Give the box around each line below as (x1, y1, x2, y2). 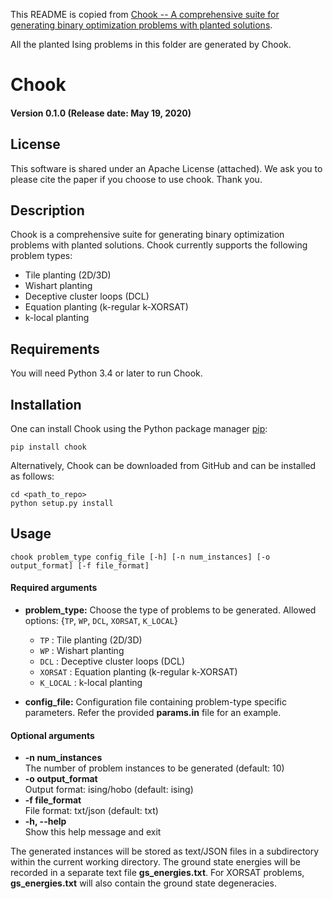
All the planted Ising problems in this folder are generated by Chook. (10, 39, 292, 50)
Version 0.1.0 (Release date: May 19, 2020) (10, 107, 192, 119)
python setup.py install (10, 499, 114, 509)
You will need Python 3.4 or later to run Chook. (10, 367, 203, 379)
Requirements (10, 340, 100, 358)
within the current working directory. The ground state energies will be (10, 856, 302, 868)
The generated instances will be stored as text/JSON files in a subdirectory (10, 845, 320, 858)
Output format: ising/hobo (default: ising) (24, 784, 194, 796)
